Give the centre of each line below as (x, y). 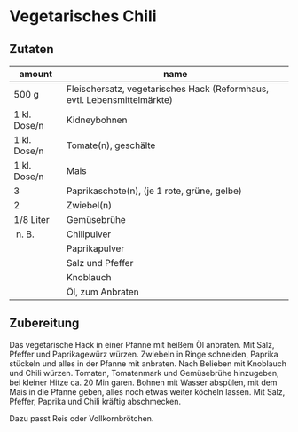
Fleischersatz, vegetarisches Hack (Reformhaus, (167, 89)
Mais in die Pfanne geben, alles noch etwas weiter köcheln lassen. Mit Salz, (147, 391)
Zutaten (32, 49)
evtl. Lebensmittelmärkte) (119, 100)
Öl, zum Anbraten (102, 292)
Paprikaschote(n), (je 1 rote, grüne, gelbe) (154, 191)
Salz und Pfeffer (100, 263)
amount (36, 74)
